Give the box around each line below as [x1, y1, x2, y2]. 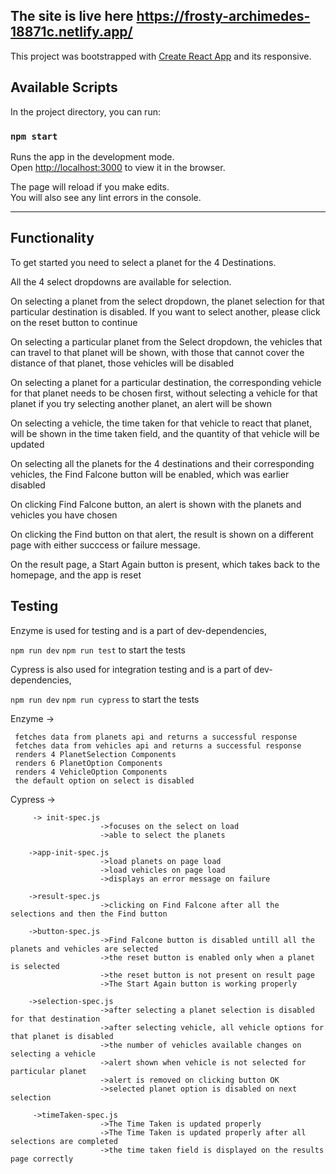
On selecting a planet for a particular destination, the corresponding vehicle [10, 376, 322, 388]
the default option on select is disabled [14, 775, 195, 786]
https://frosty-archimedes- [136, 8, 311, 25]
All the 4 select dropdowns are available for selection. [10, 275, 232, 288]
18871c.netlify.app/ [10, 24, 133, 41]
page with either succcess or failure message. [10, 539, 201, 551]
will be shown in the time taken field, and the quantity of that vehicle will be [10, 427, 320, 439]
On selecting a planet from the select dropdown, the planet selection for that [10, 295, 325, 307]
